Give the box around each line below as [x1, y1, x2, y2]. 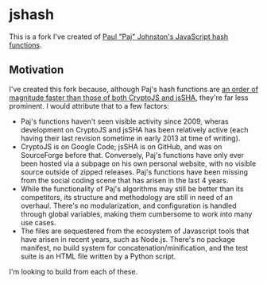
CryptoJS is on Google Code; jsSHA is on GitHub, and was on [20, 141, 222, 152]
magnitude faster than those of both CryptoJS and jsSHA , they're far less [9, 93, 249, 102]
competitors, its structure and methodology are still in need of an [20, 192, 234, 201]
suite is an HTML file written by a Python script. [20, 251, 176, 261]
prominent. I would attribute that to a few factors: [9, 101, 169, 110]
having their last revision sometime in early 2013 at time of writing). [20, 133, 241, 143]
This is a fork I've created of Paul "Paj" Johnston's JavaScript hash [9, 32, 229, 41]
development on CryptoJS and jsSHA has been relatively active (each [20, 125, 249, 134]
